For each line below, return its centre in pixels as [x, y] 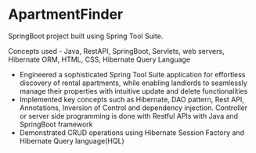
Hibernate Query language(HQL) [72, 141]
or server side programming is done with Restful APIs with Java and [129, 116]
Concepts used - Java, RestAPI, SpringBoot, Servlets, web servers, [116, 51]
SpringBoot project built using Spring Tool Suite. [86, 36]
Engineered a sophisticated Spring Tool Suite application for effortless [132, 74]
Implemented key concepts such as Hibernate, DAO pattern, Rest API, [132, 99]
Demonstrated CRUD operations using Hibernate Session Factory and [132, 132]
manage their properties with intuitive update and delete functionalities [133, 91]
